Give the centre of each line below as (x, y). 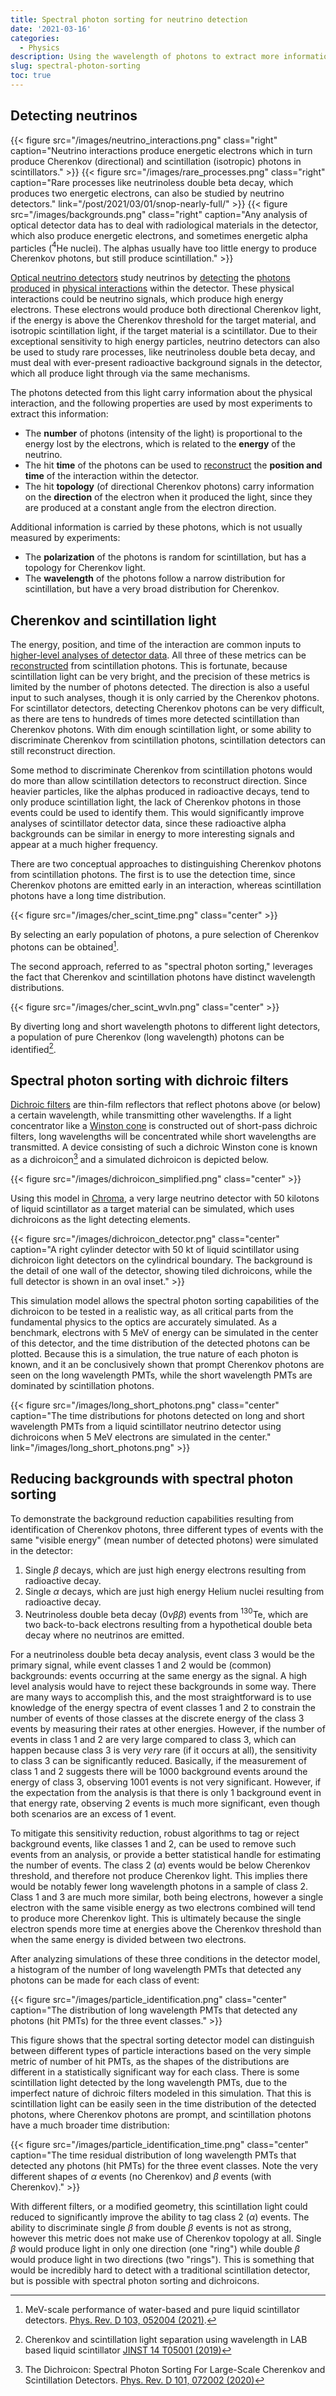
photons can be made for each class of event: (105, 1980)
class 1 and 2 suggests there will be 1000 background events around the (159, 1772)
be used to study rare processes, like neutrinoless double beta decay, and (163, 352)
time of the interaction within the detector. (112, 476)
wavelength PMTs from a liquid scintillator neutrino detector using (146, 1426)
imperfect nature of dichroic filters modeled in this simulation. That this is (161, 2093)
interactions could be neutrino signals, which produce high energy (147, 299)
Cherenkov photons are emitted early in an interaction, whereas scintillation (166, 885)
